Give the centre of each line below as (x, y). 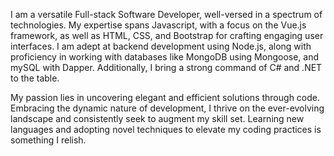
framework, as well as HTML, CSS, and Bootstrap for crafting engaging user (167, 35)
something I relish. (48, 140)
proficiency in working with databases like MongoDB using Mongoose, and (165, 57)
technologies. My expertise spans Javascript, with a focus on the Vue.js (158, 25)
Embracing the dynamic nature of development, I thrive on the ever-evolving (167, 108)
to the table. (35, 78)
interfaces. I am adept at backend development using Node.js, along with (161, 46)
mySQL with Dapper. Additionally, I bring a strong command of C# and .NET (166, 67)
